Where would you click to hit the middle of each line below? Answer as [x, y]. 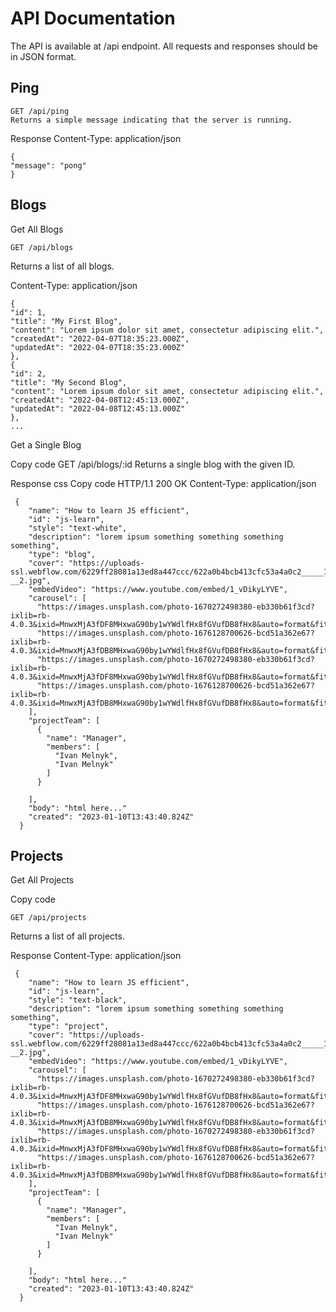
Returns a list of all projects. [67, 936]
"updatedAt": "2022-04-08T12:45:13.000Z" [98, 408]
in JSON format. [43, 56]
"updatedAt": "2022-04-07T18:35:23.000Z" [98, 347]
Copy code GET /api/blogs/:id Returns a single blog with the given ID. [153, 464]
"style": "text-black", [78, 1000]
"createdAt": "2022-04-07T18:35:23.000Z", [100, 338]
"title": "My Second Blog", [69, 382]
